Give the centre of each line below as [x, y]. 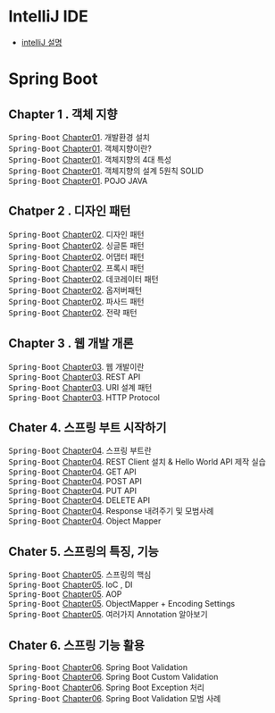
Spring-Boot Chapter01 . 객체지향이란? [80, 148]
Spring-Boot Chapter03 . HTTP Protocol [84, 397]
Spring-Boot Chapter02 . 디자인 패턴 [76, 234]
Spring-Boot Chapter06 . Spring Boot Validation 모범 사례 [115, 698]
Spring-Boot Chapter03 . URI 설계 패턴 [80, 387]
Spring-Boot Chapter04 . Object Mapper [85, 521]
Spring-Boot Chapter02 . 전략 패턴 [73, 312]
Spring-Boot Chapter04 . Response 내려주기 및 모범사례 [111, 511]
